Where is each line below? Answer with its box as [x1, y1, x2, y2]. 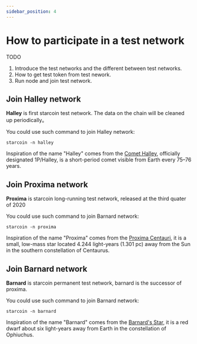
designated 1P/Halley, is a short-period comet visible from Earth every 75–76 [6, 156, 192, 163]
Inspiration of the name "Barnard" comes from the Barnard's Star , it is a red [6, 319, 189, 326]
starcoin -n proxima [6, 224, 57, 230]
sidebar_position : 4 [6, 8, 57, 15]
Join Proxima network [6, 180, 88, 190]
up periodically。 [6, 117, 48, 124]
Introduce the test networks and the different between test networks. [14, 65, 182, 72]
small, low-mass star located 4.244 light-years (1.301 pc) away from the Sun [6, 241, 191, 248]
